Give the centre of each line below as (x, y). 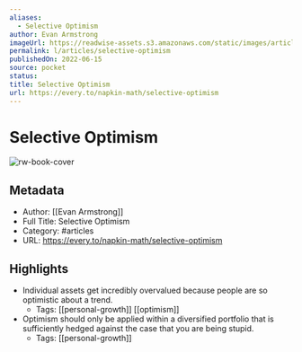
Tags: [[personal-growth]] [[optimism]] (107, 310)
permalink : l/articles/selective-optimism (90, 51)
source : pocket (38, 68)
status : (24, 76)
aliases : (26, 18)
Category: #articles (58, 231)
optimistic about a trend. (67, 300)
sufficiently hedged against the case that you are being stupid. (138, 329)
